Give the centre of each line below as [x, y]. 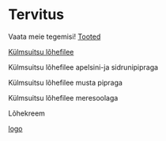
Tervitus [36, 15]
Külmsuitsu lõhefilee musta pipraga [65, 82]
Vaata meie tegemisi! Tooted [55, 36]
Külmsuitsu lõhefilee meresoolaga [63, 97]
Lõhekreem [27, 113]
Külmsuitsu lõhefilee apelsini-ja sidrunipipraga [83, 67]
